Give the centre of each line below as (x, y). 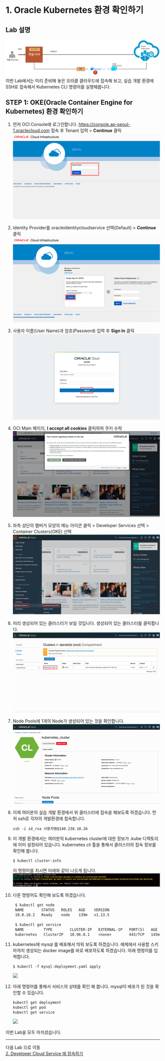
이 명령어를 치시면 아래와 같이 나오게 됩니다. (55, 871)
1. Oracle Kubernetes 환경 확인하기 (75, 10)
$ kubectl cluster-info (37, 861)
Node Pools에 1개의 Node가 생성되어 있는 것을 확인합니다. (68, 721)
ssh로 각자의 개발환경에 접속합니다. (51, 819)
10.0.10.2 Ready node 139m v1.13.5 (62, 915)
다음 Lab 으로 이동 (23, 1047)
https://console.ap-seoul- (104, 124)
